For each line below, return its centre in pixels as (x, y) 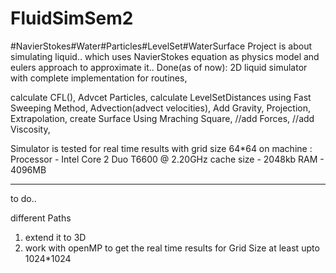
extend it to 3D (55, 237)
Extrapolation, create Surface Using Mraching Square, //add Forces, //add (162, 118)
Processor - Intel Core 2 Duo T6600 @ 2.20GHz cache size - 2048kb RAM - (167, 159)
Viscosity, (30, 129)
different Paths (41, 218)
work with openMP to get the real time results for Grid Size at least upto (172, 248)
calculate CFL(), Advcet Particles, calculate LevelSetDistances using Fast (161, 97)
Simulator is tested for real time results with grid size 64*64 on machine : (161, 148)
